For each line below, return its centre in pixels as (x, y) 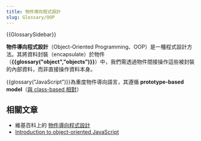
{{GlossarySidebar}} (31, 34)
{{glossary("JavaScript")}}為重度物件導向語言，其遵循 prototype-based (95, 82)
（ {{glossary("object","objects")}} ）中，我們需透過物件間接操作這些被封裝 (100, 62)
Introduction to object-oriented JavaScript (67, 132)
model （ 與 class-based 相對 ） (44, 89)
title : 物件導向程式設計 (34, 12)
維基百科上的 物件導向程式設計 (52, 125)
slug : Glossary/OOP (31, 17)
